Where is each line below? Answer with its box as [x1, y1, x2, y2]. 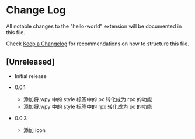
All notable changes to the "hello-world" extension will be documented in [6, 23, 182, 30]
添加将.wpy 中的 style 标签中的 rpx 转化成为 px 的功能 [23, 103, 152, 110]
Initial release [14, 72, 47, 79]
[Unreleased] [6, 57, 55, 67]
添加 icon [23, 126, 46, 134]
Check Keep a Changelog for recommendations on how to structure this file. [6, 40, 190, 47]
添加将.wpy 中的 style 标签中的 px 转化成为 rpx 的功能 [23, 95, 152, 102]
